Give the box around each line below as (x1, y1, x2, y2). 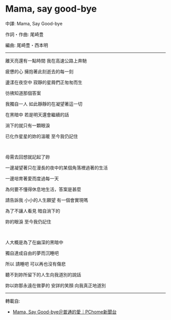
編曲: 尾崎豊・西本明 (5, 42, 48, 48)
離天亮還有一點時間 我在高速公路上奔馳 (5, 57, 87, 63)
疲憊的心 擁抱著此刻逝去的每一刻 (5, 68, 74, 74)
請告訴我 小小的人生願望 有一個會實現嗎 (5, 197, 88, 203)
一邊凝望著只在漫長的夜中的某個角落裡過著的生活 (5, 165, 108, 171)
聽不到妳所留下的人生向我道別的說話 (5, 271, 81, 277)
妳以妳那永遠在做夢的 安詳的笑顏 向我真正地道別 (5, 282, 106, 289)
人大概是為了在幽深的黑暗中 (5, 239, 64, 245)
